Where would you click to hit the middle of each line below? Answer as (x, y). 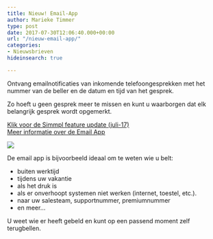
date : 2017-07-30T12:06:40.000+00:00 (61, 33)
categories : (24, 45)
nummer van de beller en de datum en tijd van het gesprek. (91, 90)
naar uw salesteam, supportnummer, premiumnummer (94, 200)
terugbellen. (24, 228)
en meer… (31, 207)
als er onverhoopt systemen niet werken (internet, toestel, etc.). (107, 193)
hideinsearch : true (35, 58)
